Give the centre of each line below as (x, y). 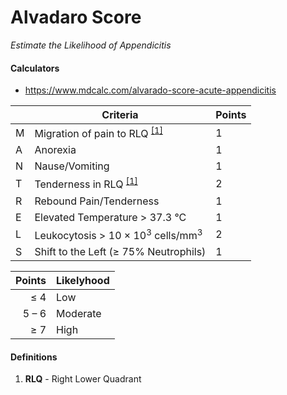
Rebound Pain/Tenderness (97, 201)
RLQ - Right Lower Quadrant (83, 379)
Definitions (34, 357)
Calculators (35, 68)
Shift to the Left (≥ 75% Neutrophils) (120, 252)
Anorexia (55, 150)
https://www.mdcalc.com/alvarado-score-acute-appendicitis (150, 90)
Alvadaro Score (76, 17)
